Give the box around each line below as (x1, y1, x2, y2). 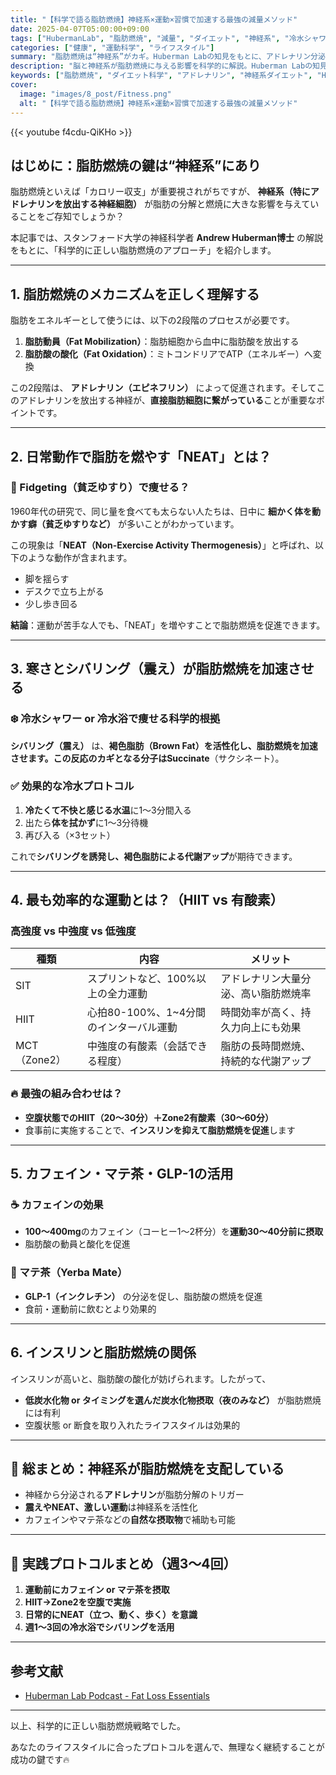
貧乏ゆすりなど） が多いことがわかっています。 (44, 517, 240, 530)
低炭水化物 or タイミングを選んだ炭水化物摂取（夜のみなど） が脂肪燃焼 (24, 1394, 322, 1406)
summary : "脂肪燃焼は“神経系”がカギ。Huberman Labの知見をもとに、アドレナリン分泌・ (10, 52, 333, 62)
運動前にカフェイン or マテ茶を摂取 (24, 1584, 170, 1596)
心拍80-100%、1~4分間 (87, 1006, 207, 1020)
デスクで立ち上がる (24, 585, 105, 597)
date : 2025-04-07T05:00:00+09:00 (10, 24, 150, 34)
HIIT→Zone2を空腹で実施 (24, 1596, 132, 1608)
